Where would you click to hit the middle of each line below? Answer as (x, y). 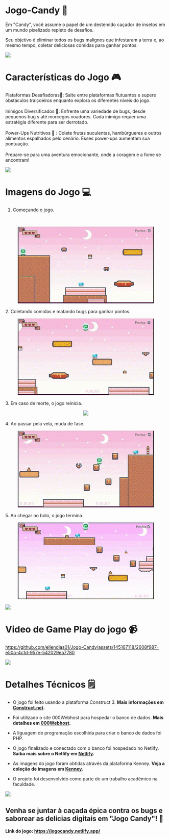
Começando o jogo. (33, 210)
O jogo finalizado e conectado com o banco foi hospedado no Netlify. (86, 748)
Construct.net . (29, 707)
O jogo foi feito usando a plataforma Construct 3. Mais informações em (88, 702)
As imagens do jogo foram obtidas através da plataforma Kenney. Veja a (89, 763)
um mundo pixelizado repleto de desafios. (50, 30)
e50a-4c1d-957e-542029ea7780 (40, 652)
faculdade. (24, 784)
